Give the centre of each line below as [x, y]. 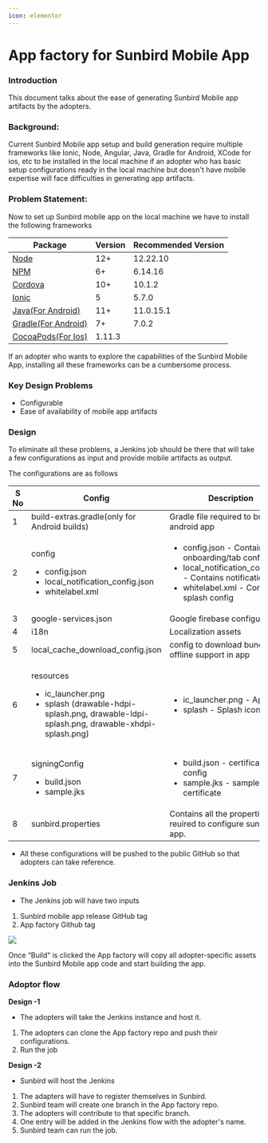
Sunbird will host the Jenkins [67, 1081]
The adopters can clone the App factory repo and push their [118, 1033]
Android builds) [60, 527]
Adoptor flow [34, 984]
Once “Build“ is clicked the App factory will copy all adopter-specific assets [132, 955]
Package [50, 245]
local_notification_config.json [99, 582]
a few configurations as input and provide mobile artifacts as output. [120, 458]
